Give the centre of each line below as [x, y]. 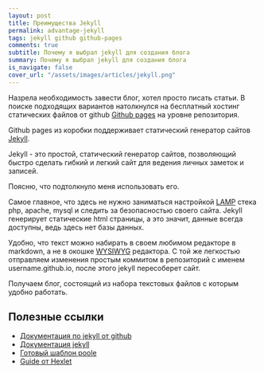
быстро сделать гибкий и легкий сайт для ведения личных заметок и [126, 162]
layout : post [30, 16]
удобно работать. [38, 292]
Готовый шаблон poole [58, 353]
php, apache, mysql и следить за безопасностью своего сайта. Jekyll [125, 210]
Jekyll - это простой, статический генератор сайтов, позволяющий [122, 154]
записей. [23, 171]
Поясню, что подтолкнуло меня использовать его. [94, 186]
